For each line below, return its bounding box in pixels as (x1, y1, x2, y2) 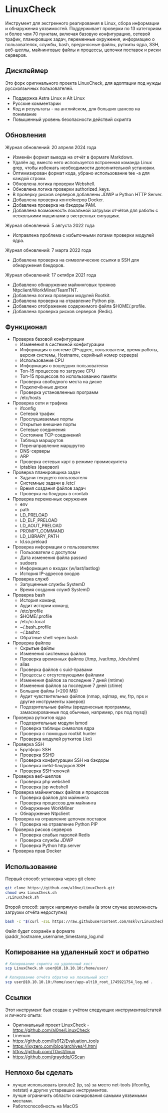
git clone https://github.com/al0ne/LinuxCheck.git (5, 886, 115, 891)
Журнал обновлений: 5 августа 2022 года (5, 222, 95, 228)
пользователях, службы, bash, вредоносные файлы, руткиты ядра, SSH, (5, 41, 160, 47)
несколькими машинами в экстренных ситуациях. (12, 212, 120, 219)
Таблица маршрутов (19, 438, 63, 444)
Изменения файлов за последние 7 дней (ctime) (19, 682, 123, 688)
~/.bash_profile (19, 624, 51, 630)
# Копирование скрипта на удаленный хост (5, 961, 93, 966)
